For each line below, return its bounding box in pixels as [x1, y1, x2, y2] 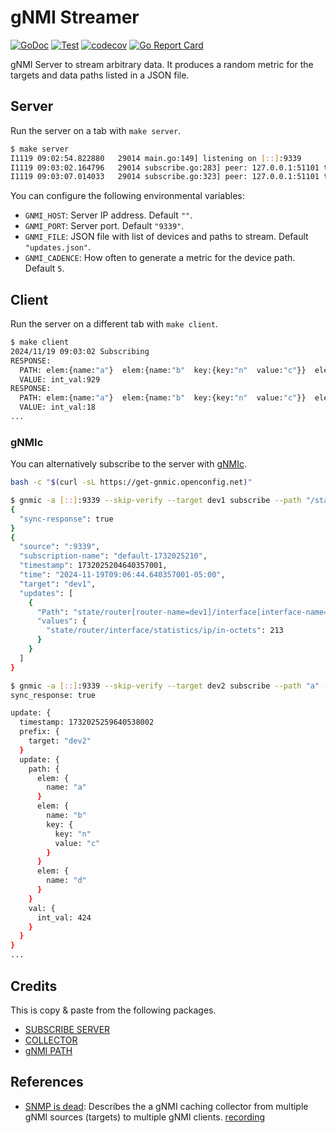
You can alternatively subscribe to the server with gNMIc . [10, 458, 247, 470]
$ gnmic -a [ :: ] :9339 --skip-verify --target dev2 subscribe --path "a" [10, 681, 320, 691]
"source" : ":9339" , [19, 542, 101, 552]
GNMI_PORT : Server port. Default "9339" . [24, 220, 185, 232]
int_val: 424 [36, 912, 92, 923]
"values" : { [36, 616, 87, 626]
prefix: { [19, 727, 60, 737]
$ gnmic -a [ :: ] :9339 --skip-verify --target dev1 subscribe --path [10, 496, 302, 506]
